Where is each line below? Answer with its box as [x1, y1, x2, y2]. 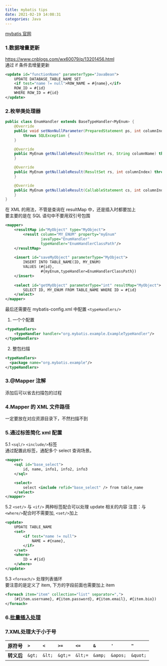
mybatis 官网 [5, 31, 31, 37]
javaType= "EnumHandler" [40, 237, 90, 242]
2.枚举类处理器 [5, 107, 41, 114]
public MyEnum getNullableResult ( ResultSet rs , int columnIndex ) [14, 169, 153, 174]
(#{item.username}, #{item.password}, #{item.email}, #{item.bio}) [14, 596, 157, 601]
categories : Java [5, 16, 41, 21]
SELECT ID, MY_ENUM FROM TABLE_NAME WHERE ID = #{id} [23, 287, 137, 292]
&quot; [131, 652, 147, 658]
